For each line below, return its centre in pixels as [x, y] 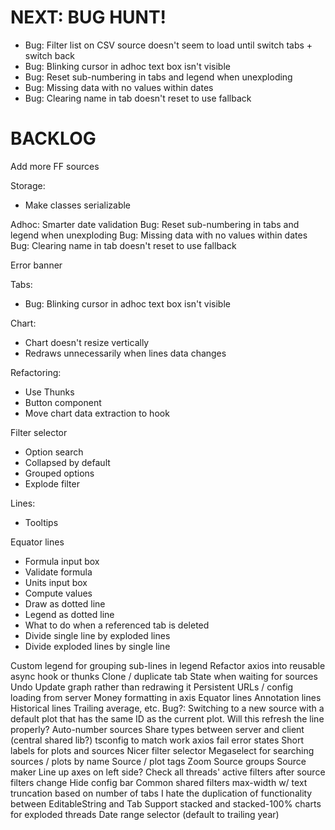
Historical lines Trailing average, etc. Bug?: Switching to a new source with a [167, 708]
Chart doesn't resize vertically [87, 342]
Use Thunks [49, 392]
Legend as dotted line [69, 614]
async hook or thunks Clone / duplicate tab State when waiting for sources [164, 676]
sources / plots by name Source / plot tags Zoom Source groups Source [158, 761]
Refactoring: [36, 372]
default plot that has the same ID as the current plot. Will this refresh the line [167, 718]
